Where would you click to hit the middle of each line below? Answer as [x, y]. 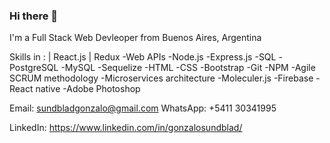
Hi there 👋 [34, 16]
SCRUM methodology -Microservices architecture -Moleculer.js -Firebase [161, 78]
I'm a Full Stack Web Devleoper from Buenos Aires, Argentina [135, 38]
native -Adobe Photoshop [88, 89]
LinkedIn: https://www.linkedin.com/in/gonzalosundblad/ [126, 128]
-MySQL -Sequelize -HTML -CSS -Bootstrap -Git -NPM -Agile [188, 68]
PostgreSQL [34, 68]
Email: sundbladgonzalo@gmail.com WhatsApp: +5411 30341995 [143, 108]
